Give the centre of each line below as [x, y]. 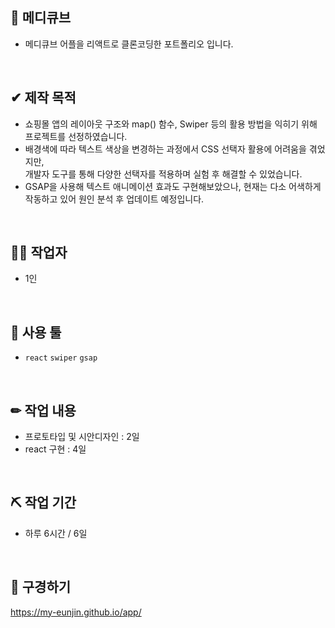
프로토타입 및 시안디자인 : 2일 [82, 437]
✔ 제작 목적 [43, 98]
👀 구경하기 [41, 587]
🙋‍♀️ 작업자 [39, 253]
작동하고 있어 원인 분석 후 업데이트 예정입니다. [114, 199]
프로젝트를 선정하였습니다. [76, 136]
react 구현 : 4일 [55, 449]
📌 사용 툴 [36, 332]
